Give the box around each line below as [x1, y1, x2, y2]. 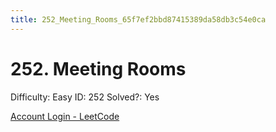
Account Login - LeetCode [10, 110, 120, 122]
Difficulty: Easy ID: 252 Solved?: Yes [10, 91, 160, 103]
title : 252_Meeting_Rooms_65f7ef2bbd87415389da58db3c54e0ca [10, 14, 267, 25]
